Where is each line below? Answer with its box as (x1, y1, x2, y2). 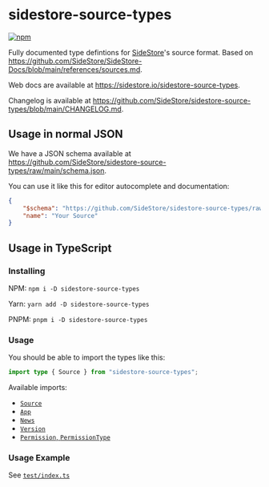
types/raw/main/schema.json (8, 166, 105, 175)
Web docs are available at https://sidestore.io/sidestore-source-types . (8, 80, 240, 90)
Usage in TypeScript (8, 241, 112, 255)
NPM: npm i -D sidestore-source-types (8, 283, 140, 293)
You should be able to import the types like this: (8, 352, 166, 362)
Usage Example (8, 453, 70, 464)
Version (19, 425, 46, 433)
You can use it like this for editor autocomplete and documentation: (8, 181, 230, 191)
